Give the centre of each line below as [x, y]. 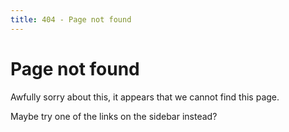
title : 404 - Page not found [71, 19]
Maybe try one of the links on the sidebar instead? [114, 116]
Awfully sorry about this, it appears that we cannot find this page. [145, 97]
